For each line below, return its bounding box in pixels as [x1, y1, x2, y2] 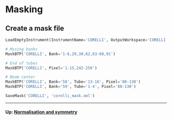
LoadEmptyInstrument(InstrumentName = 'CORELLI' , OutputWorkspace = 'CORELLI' [5, 37, 168, 42]
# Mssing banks [5, 46, 38, 52]
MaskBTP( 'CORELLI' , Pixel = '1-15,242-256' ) [5, 65, 97, 70]
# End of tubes [5, 60, 38, 66]
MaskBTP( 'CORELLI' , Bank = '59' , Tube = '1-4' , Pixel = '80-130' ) [5, 84, 137, 89]
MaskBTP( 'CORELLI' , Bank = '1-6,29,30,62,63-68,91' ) [5, 51, 116, 57]
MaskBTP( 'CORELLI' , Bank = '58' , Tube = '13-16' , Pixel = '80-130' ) [5, 79, 141, 85]
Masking [5, 4, 43, 15]
